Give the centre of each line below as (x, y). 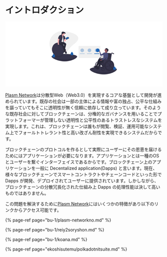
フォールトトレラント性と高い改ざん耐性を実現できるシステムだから (88, 132)
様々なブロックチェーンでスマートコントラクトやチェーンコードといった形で (83, 174)
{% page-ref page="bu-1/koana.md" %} (46, 239)
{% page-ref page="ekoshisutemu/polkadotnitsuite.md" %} (66, 249)
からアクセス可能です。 (37, 210)
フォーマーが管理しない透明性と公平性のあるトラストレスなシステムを (90, 120)
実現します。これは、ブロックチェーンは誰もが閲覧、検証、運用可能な (77, 126)
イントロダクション (45, 10)
